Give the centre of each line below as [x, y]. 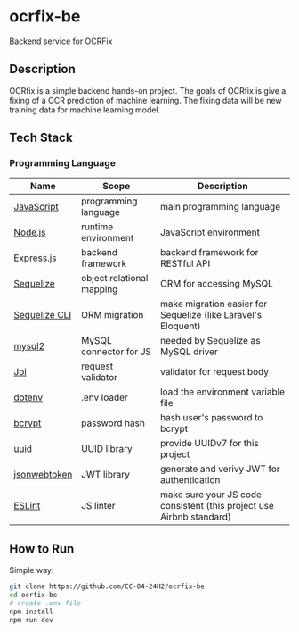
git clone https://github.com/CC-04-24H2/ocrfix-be [107, 586]
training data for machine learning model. [85, 110]
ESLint [27, 506]
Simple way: [32, 570]
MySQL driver [189, 352]
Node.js [30, 232]
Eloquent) [181, 326]
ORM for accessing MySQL [217, 284]
